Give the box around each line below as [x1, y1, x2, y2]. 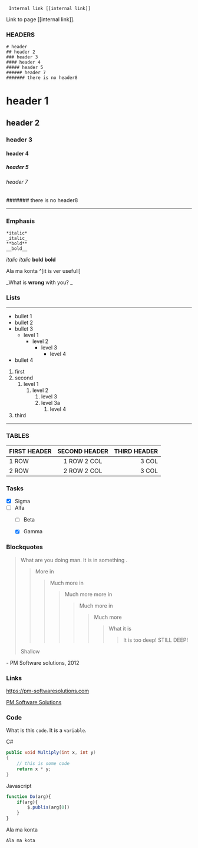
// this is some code [16, 761, 70, 767]
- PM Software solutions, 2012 [6, 659, 80, 666]
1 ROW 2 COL [63, 457, 103, 465]
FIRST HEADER [9, 447, 52, 455]
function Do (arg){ [6, 793, 51, 800]
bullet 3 [14, 325, 34, 332]
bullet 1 [14, 312, 32, 319]
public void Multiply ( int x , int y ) [6, 750, 96, 755]
